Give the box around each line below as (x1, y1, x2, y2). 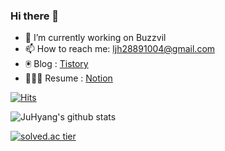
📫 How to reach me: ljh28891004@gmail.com (24, 43, 216, 55)
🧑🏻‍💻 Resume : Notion (24, 72, 113, 84)
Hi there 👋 (10, 9, 60, 23)
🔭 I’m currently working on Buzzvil (24, 32, 167, 44)
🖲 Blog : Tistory (24, 58, 89, 70)
